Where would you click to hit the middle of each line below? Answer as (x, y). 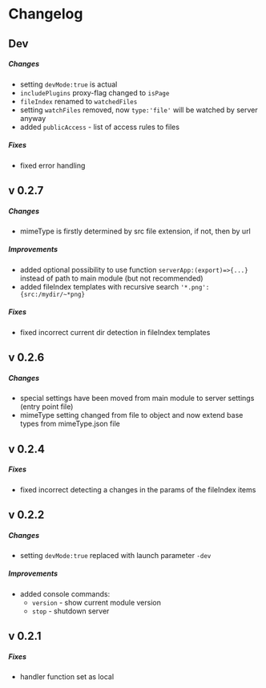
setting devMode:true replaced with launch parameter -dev (115, 555)
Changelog (46, 14)
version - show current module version (97, 602)
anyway (33, 118)
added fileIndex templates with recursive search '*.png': (115, 286)
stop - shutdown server (71, 611)
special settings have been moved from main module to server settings (137, 399)
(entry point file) (46, 407)
